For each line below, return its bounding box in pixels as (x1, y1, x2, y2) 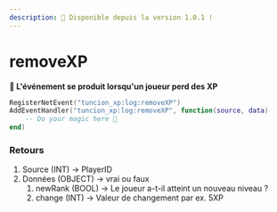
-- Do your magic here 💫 (25, 115, 118, 124)
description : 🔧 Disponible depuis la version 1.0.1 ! (9, 12, 214, 22)
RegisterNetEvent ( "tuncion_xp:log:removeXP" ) (9, 98, 181, 107)
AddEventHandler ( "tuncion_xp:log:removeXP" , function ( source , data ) (9, 106, 269, 116)
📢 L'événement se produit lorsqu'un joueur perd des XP (9, 81, 218, 92)
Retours (9, 143, 45, 156)
